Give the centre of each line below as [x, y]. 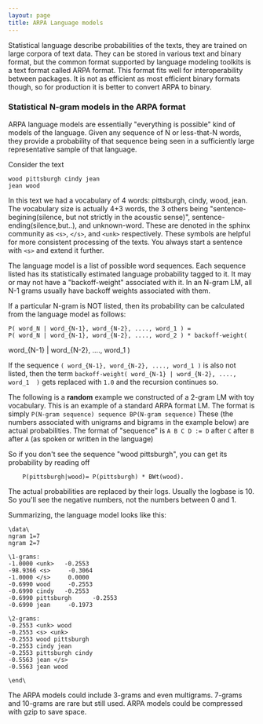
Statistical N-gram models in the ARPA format [97, 107]
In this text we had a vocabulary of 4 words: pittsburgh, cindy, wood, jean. [128, 200]
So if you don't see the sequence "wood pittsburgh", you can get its [118, 454]
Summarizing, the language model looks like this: [88, 514]
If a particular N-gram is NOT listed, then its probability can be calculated [126, 305]
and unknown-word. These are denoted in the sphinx [164, 225]
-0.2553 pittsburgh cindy [50, 653]
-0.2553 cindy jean [40, 646]
